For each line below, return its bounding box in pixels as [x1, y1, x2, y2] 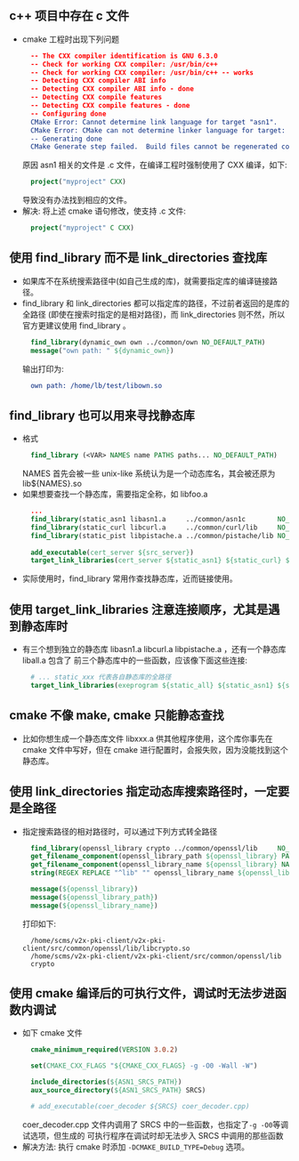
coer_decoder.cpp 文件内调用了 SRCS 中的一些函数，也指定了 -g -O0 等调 [21, 1119, 289, 1130]
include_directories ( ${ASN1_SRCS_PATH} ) [30, 1077, 182, 1087]
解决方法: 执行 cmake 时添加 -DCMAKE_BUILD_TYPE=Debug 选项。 [21, 1141, 249, 1152]
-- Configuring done [30, 109, 107, 118]
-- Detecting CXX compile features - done [30, 101, 190, 110]
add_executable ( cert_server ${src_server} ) [30, 548, 194, 557]
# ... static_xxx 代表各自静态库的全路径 [30, 673, 172, 682]
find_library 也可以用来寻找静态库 [9, 407, 196, 423]
